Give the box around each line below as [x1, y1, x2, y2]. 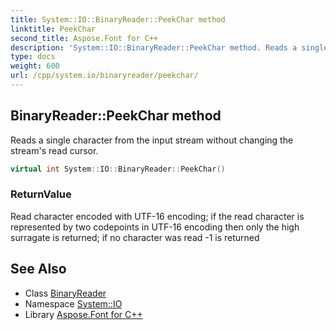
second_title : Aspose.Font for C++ [10, 33, 159, 43]
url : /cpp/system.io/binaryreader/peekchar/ [10, 71, 199, 81]
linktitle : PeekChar [10, 24, 97, 34]
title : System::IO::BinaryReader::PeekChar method [10, 14, 226, 25]
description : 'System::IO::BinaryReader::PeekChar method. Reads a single [10, 42, 329, 53]
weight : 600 [10, 61, 60, 71]
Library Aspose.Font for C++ [24, 308, 143, 320]
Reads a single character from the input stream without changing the [10, 134, 294, 146]
